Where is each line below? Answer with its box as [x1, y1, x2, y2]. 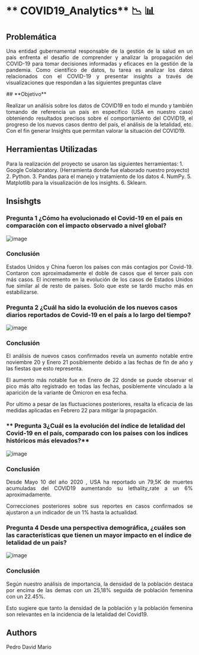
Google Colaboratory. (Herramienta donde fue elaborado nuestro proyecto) [6, 166, 190, 173]
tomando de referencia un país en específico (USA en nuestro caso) [6, 109, 193, 115]
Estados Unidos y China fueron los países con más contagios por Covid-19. [6, 263, 193, 270]
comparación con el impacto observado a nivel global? [6, 221, 167, 230]
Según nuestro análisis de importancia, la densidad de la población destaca [6, 580, 193, 587]
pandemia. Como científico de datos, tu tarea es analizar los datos [6, 66, 193, 74]
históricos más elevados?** [6, 437, 90, 445]
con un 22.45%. [6, 593, 46, 600]
